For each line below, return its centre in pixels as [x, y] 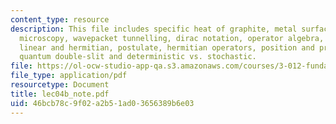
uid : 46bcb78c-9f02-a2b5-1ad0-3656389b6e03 [102, 103]
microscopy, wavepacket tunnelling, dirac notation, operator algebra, [172, 38]
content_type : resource [60, 19]
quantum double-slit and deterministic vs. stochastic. [138, 57]
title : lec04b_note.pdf [60, 94]
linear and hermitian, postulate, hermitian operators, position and [167, 47]
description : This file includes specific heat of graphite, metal [154, 29]
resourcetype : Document [60, 85]
